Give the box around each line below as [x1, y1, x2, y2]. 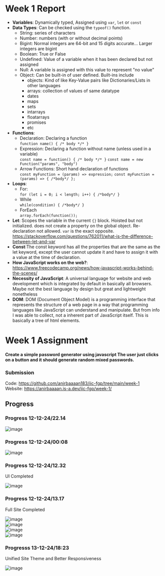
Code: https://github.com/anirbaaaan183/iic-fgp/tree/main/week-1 [5, 380, 140, 386]
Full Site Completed [5, 506, 45, 513]
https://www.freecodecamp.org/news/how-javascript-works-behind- [12, 264, 154, 270]
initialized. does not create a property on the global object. [12, 222, 132, 228]
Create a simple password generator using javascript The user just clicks [5, 351, 159, 357]
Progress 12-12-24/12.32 [5, 462, 66, 469]
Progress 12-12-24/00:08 [5, 438, 68, 445]
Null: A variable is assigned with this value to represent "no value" [19, 66, 155, 72]
